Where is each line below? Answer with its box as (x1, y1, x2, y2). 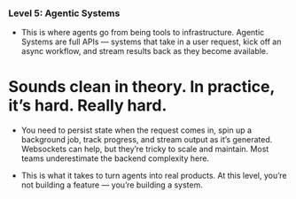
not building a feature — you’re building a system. (20, 180, 203, 190)
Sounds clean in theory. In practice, (8, 77, 276, 97)
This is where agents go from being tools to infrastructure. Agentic (20, 27, 265, 38)
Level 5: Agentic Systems (8, 7, 121, 19)
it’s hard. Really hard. (8, 96, 167, 116)
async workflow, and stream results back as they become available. (20, 46, 269, 57)
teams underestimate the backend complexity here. (20, 153, 210, 164)
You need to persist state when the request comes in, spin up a (20, 125, 253, 135)
